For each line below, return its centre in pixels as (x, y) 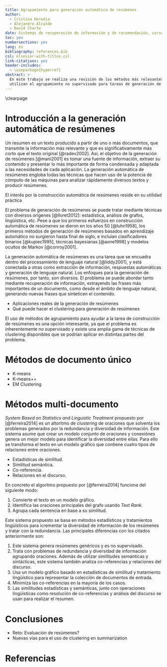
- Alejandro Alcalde (31, 24)
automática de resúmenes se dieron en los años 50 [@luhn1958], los (75, 225)
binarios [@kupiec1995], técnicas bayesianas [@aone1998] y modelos (77, 241)
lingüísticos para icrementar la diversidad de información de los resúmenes (82, 526)
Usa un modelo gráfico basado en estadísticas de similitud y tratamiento (86, 572)
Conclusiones (34, 619)
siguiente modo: (22, 490)
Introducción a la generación (66, 118)
